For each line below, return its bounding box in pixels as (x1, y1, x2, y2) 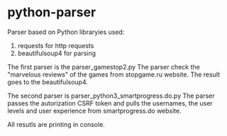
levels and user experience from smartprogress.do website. (7, 106, 182, 115)
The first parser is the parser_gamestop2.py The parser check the (7, 62, 200, 71)
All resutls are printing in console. (7, 120, 105, 128)
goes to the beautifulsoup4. (7, 77, 89, 86)
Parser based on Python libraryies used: (7, 28, 125, 36)
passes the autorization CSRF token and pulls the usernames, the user (7, 98, 213, 107)
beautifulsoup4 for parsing (17, 49, 96, 57)
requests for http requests (17, 41, 94, 50)
